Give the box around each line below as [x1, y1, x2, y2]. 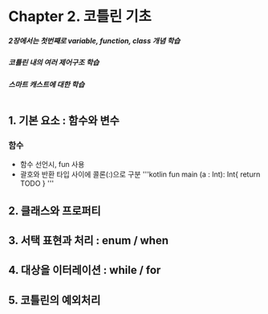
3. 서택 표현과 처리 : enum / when [8, 234, 169, 247]
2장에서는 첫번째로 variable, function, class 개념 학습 [8, 35, 181, 45]
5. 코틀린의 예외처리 [8, 293, 101, 307]
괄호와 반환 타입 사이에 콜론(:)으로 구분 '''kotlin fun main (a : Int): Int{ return [19, 169, 261, 179]
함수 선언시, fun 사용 [19, 160, 85, 169]
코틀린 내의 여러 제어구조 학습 [8, 58, 99, 67]
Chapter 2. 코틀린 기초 [8, 7, 152, 26]
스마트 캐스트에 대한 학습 [8, 80, 85, 89]
